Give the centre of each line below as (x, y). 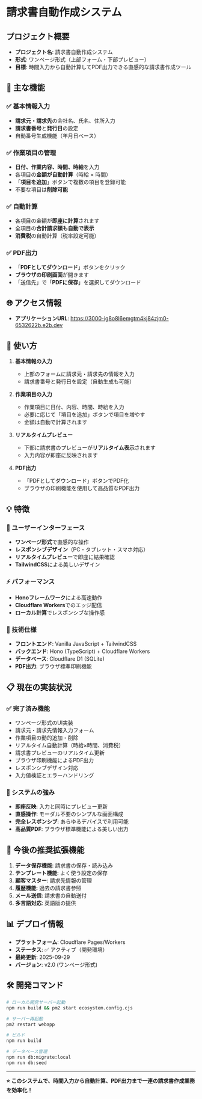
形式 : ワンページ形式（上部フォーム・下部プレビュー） (82, 60)
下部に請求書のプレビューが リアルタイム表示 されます (90, 448)
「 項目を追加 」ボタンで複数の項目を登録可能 (70, 182)
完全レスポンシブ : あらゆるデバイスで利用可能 (72, 822)
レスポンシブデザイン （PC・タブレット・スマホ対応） (82, 549)
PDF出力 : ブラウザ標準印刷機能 (53, 666)
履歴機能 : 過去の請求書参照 (48, 888)
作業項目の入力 (33, 394)
